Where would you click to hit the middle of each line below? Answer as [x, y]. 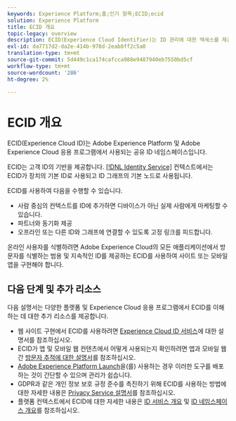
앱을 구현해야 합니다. [35, 265]
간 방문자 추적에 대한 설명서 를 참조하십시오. [77, 358]
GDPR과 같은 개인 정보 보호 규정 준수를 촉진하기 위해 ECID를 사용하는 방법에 [122, 384]
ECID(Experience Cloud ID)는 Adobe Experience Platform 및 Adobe [104, 143]
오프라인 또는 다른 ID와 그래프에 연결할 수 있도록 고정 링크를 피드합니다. [115, 232]
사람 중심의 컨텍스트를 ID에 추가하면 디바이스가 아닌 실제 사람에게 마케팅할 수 [123, 206]
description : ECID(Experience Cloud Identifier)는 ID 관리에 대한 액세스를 [113, 40]
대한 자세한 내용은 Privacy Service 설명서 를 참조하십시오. [96, 393]
